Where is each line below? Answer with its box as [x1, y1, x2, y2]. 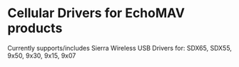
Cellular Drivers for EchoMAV [7, 5, 185, 21]
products [7, 20, 63, 36]
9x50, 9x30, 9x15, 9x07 [7, 51, 76, 60]
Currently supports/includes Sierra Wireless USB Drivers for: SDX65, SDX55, [7, 43, 232, 52]
